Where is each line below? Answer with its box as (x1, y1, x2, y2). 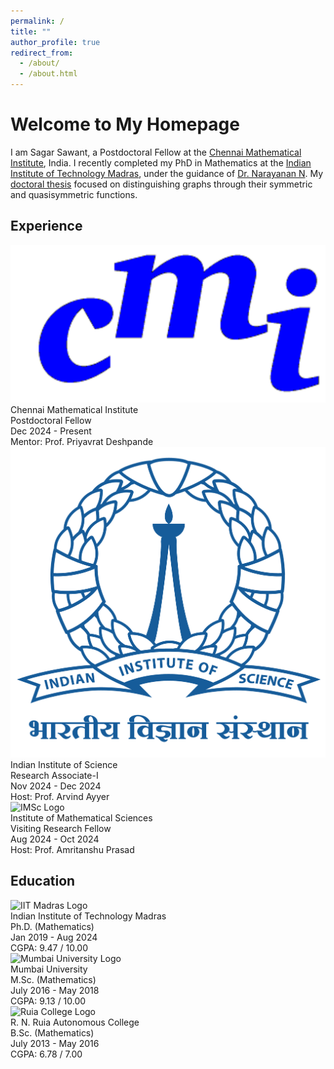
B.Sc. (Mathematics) (10, 1026, 95, 1039)
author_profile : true (10, 37, 101, 47)
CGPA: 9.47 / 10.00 (10, 941, 88, 954)
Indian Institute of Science (10, 758, 118, 770)
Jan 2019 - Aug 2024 (10, 931, 98, 943)
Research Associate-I (10, 769, 99, 781)
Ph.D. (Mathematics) (10, 920, 95, 932)
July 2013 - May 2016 (10, 1037, 100, 1049)
